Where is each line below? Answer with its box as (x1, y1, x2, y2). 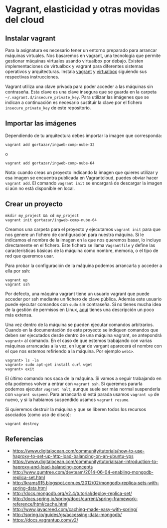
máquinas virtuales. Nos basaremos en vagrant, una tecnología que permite (5, 52, 161, 58)
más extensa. (5, 311, 33, 318)
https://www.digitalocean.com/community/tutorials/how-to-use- (12, 448, 145, 454)
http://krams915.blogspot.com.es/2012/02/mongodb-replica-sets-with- (12, 480, 160, 486)
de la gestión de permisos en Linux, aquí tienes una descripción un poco (5, 306, 155, 312)
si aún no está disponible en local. (5, 185, 75, 191)
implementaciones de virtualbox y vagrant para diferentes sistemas (5, 63, 144, 69)
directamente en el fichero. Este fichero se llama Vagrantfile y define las (5, 242, 156, 248)
